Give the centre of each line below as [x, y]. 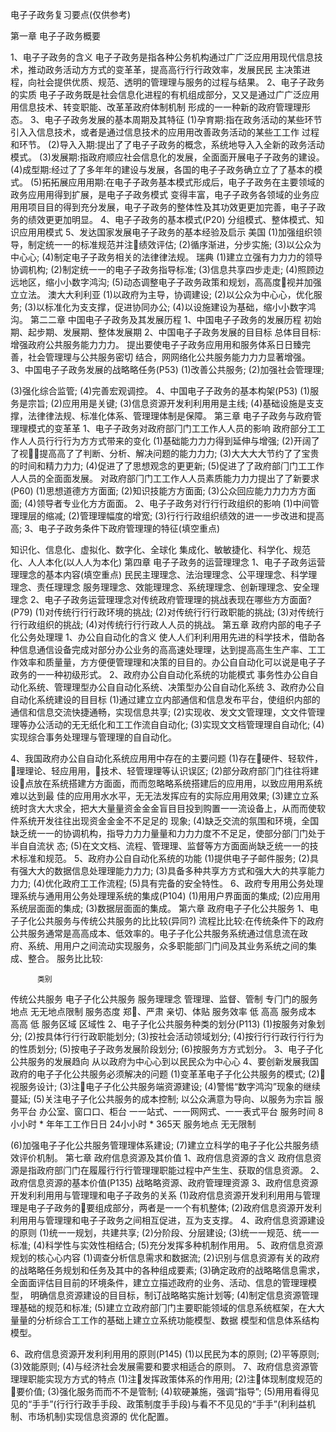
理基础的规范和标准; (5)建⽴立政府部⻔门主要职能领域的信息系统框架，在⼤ [163, 1307]
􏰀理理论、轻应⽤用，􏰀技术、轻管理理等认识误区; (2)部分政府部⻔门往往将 [160, 771]
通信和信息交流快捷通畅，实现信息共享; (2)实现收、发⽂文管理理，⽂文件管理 [167, 712]
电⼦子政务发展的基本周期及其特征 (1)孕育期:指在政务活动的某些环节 [183, 119]
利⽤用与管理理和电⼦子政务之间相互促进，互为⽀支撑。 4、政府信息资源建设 [167, 1220]
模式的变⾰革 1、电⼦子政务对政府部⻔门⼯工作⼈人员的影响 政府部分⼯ [172, 428]
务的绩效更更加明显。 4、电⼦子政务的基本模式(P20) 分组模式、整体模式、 [163, 219]
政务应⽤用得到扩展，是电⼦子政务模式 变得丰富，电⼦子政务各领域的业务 [160, 194]
